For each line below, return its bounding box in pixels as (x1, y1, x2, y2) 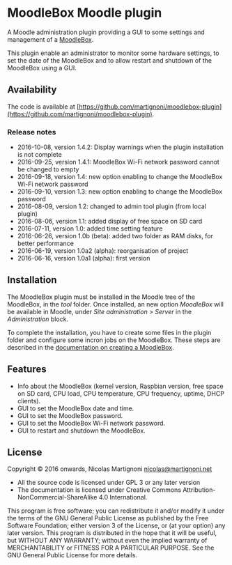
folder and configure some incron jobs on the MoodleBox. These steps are (7, 336, 221, 344)
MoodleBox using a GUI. (7, 63, 77, 72)
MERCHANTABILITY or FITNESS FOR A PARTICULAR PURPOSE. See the (7, 543, 215, 552)
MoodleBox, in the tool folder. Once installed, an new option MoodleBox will (7, 300, 224, 308)
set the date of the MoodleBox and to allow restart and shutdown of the (7, 56, 212, 64)
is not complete (17, 150, 63, 159)
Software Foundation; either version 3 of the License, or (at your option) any (7, 521, 226, 530)
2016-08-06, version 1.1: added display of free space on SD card (17, 217, 203, 226)
